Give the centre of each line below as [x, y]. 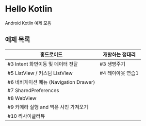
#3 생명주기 [113, 64]
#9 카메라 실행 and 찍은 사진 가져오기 [48, 107]
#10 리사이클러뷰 [26, 116]
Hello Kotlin [29, 9]
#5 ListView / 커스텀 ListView [40, 73]
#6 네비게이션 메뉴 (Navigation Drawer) [51, 82]
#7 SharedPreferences [33, 90]
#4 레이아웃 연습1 [119, 73]
